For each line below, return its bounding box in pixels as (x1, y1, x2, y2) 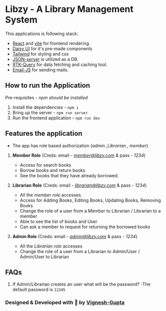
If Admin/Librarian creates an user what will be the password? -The (12, 281, 151, 288)
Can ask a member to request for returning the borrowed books (19, 224, 151, 230)
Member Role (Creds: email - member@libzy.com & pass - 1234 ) (12, 152, 146, 158)
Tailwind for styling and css (12, 51, 69, 57)
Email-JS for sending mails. (12, 66, 69, 73)
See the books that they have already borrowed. (19, 172, 119, 178)
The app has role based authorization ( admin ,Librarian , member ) (12, 142, 149, 148)
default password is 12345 (12, 287, 66, 293)
